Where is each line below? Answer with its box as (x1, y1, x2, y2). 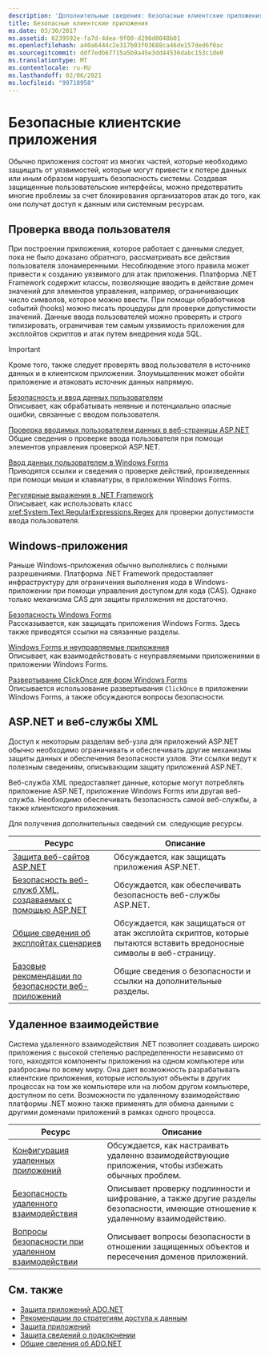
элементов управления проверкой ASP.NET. (8, 442, 161, 452)
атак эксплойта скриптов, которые (113, 927, 250, 938)
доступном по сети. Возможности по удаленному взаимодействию (8, 1090, 240, 1100)
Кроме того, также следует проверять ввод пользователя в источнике (8, 360, 251, 369)
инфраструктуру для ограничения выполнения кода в (8, 578, 193, 587)
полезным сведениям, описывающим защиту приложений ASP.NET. (8, 762, 243, 772)
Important (8, 345, 41, 354)
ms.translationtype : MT (8, 57, 88, 65)
